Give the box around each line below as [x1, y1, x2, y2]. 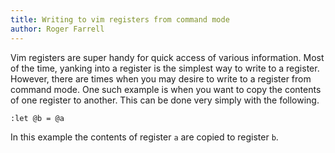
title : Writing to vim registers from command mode [10, 14, 230, 25]
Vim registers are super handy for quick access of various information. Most [10, 51, 325, 63]
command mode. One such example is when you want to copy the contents [10, 83, 322, 95]
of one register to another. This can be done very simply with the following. [10, 94, 320, 106]
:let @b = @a [10, 113, 65, 123]
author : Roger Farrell [10, 24, 105, 34]
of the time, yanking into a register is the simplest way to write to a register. [10, 62, 320, 74]
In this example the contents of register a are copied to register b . [10, 131, 279, 143]
